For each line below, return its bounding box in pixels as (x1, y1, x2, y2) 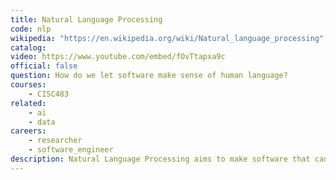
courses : (10, 80, 47, 90)
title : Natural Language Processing (10, 14, 163, 25)
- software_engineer (28, 145, 114, 155)
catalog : (10, 42, 47, 53)
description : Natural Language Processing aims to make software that (10, 154, 311, 164)
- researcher (28, 136, 83, 146)
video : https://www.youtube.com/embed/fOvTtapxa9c (10, 52, 226, 62)
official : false (10, 61, 78, 71)
